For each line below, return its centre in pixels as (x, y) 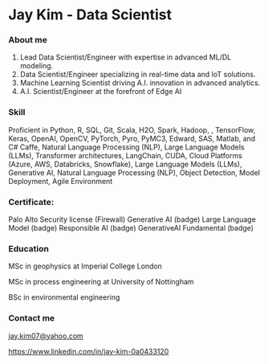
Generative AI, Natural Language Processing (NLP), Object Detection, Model (134, 172)
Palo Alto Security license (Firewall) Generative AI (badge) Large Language (132, 219)
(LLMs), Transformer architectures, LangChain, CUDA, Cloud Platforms (126, 155)
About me (28, 40)
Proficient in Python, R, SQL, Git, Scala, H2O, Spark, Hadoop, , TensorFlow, (132, 129)
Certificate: (31, 202)
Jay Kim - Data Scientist (90, 15)
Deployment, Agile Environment (61, 181)
